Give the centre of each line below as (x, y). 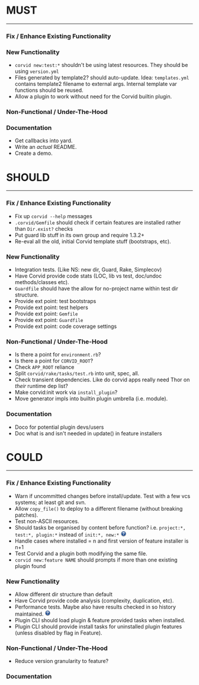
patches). (26, 515)
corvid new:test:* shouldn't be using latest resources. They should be (101, 65)
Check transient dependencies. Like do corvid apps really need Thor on (102, 380)
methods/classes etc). (42, 282)
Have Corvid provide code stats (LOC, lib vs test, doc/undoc (88, 276)
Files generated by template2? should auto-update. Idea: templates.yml (102, 78)
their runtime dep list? (41, 386)
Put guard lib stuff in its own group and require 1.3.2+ (80, 235)
